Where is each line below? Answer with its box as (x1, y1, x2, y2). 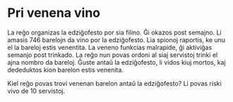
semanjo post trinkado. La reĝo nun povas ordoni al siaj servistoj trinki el (7, 51, 218, 59)
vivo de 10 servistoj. (7, 87, 66, 95)
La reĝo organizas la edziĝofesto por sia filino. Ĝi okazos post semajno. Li (7, 28, 222, 37)
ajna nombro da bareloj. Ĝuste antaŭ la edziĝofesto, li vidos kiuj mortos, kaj (7, 58, 226, 66)
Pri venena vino (7, 5, 101, 21)
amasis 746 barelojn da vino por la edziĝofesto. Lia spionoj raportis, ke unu (7, 35, 226, 44)
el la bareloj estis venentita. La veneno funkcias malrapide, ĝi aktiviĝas (7, 43, 213, 51)
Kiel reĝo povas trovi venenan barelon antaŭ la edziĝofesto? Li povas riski (7, 79, 222, 87)
